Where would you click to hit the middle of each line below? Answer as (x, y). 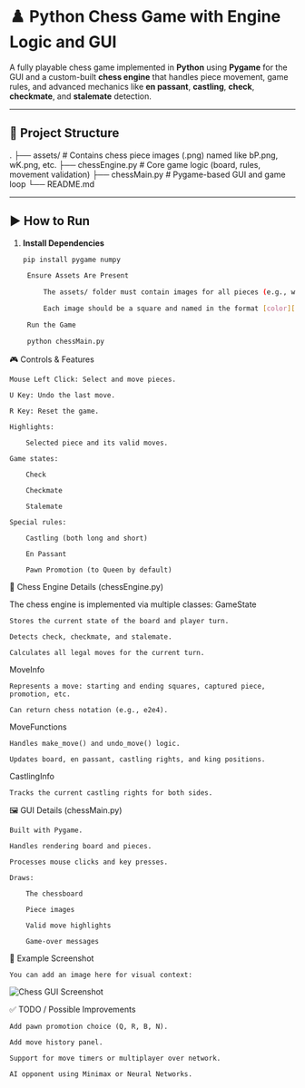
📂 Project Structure (64, 133)
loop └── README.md (52, 184)
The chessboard (54, 894)
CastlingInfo (32, 776)
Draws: (22, 877)
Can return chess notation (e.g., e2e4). (89, 710)
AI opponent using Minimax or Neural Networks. (101, 1074)
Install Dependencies (63, 243)
